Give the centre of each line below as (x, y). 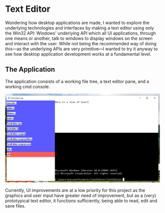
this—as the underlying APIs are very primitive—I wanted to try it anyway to (82, 49)
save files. (15, 206)
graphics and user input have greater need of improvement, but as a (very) (81, 196)
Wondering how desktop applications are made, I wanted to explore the (77, 23)
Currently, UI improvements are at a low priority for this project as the (75, 190)
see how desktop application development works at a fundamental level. (78, 54)
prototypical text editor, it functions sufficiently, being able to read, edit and (81, 201)
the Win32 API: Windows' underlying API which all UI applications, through (81, 33)
